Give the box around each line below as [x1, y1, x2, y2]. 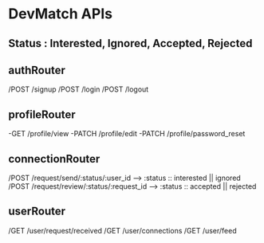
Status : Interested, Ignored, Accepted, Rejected [8, 37, 253, 50]
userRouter [8, 205, 66, 218]
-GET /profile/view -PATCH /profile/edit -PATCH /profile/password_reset [8, 129, 246, 139]
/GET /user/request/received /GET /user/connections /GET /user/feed [8, 225, 237, 235]
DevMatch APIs [8, 5, 113, 23]
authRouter [8, 63, 66, 76]
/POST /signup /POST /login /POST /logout [8, 84, 149, 94]
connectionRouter [8, 152, 100, 166]
